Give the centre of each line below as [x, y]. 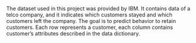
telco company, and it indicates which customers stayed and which [89, 15]
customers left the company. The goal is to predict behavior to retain [91, 21]
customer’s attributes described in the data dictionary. [73, 34]
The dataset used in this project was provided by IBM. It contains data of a [98, 9]
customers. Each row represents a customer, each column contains [90, 27]
